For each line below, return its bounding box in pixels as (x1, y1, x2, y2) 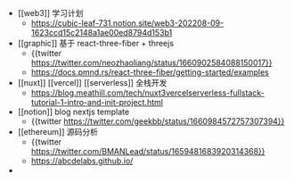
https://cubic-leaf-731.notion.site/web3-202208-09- (30, 18, 225, 29)
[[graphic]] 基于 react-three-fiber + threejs (17, 38, 175, 48)
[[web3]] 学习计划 (17, 8, 84, 18)
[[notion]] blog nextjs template (17, 106, 130, 117)
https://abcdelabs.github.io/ (30, 155, 134, 166)
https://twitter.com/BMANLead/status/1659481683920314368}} (30, 146, 265, 156)
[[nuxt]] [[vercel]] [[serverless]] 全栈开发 (17, 78, 167, 87)
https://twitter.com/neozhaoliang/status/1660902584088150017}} (30, 57, 274, 68)
